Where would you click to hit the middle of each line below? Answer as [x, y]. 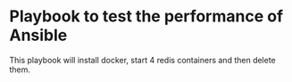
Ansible [38, 35]
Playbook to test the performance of [146, 16]
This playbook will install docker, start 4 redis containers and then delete [143, 60]
